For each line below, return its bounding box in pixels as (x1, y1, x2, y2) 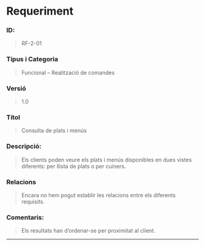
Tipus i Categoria (6, 55, 59, 63)
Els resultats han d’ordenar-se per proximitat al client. (21, 227, 156, 234)
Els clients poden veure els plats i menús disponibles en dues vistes (21, 156, 192, 163)
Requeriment (6, 4, 74, 18)
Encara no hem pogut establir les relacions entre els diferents (21, 191, 176, 199)
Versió (6, 84, 26, 93)
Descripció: (6, 142, 41, 150)
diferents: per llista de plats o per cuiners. (21, 163, 126, 170)
